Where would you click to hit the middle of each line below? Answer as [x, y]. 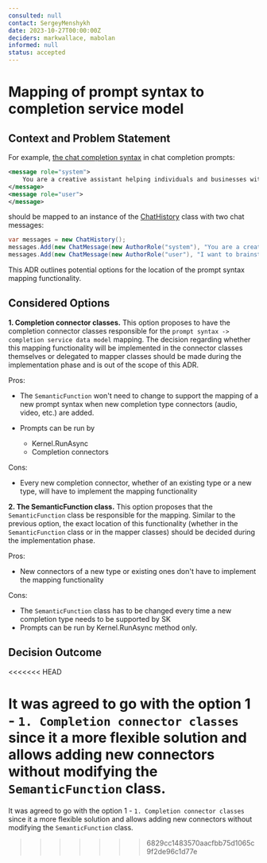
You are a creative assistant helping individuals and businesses [135, 179]
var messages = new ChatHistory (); [67, 240]
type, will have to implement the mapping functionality [108, 491]
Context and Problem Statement [89, 138]
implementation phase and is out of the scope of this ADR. [104, 365]
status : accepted [37, 53]
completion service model [96, 109]
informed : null [33, 45]
